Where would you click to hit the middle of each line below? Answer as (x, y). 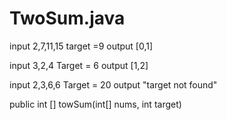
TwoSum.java (67, 18)
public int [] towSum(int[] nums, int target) (95, 104)
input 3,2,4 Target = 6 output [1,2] (79, 65)
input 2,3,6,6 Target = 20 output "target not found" (113, 84)
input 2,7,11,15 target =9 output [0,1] (81, 46)
